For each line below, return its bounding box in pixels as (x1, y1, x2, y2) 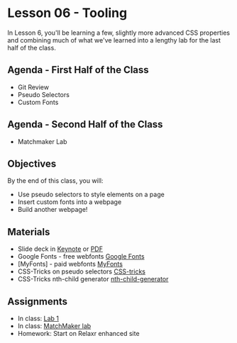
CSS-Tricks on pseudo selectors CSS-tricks (17, 267, 145, 276)
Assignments (7, 296, 68, 308)
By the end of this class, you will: (7, 176, 104, 185)
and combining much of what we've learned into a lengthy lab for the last (7, 35, 221, 44)
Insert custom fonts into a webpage (17, 198, 122, 206)
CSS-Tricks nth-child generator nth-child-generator (17, 275, 169, 283)
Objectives (7, 157, 57, 169)
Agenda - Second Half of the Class (7, 118, 163, 130)
